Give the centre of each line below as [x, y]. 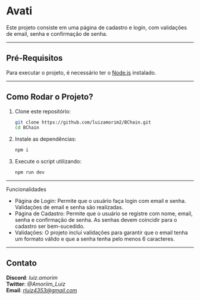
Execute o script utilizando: [48, 162]
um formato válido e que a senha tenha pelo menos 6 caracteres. [95, 239]
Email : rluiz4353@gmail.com [42, 290]
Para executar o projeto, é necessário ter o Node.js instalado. [81, 72]
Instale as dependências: [45, 139]
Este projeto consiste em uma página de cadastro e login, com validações [97, 27]
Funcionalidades [26, 190]
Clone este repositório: [43, 111]
